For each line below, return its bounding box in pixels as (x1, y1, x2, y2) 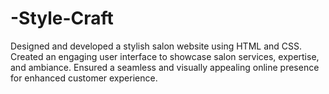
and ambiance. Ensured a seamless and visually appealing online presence (10, 61, 320, 73)
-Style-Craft (10, 7, 114, 30)
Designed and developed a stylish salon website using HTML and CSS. (10, 40, 302, 52)
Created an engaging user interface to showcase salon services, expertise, (10, 50, 320, 62)
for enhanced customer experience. (10, 72, 158, 84)
